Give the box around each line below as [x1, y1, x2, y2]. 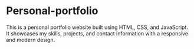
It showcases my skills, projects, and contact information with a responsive [6, 30, 189, 37]
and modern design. [6, 36, 55, 43]
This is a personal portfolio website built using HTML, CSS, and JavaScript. [6, 24, 189, 31]
